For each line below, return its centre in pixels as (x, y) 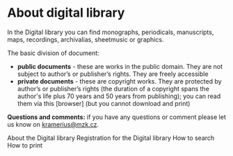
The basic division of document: (53, 53)
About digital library (66, 13)
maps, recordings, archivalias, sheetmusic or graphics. (86, 39)
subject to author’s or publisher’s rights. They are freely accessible (113, 74)
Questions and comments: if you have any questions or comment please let (116, 117)
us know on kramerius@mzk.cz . (53, 124)
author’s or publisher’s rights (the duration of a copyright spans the (113, 88)
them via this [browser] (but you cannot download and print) (104, 103)
